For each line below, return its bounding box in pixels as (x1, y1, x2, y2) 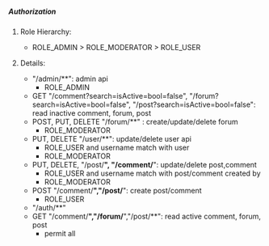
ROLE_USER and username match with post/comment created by (44, 168, 261, 178)
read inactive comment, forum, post (32, 108, 152, 117)
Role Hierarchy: (19, 27, 72, 36)
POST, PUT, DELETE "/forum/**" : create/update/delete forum (32, 117, 238, 126)
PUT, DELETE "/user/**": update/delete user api (32, 134, 192, 143)
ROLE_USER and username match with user (44, 142, 190, 152)
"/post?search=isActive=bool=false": (132, 100, 256, 109)
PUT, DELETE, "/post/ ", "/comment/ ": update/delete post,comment (32, 159, 257, 169)
